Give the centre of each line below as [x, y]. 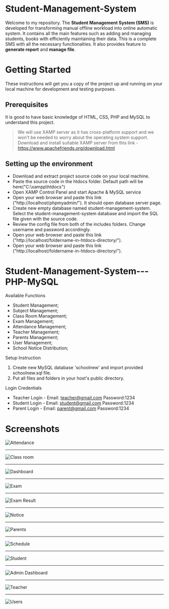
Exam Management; [33, 321]
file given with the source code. [45, 219]
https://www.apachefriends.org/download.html [66, 148]
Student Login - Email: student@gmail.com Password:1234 [73, 403]
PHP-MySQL [32, 282]
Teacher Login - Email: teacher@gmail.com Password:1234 [74, 398]
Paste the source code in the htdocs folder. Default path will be [78, 181]
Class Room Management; [40, 316]
